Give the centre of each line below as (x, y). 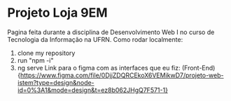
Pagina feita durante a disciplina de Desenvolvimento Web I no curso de (111, 32)
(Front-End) (198, 68)
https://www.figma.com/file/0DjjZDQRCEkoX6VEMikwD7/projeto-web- (122, 75)
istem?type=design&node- (56, 82)
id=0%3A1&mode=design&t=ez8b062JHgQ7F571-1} (92, 90)
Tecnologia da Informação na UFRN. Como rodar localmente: (95, 39)
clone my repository (46, 53)
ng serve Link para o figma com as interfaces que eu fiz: (99, 68)
